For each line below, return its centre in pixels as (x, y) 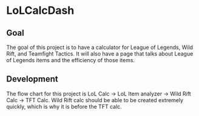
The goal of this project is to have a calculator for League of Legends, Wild (99, 47)
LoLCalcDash (40, 11)
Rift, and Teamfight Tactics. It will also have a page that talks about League (100, 54)
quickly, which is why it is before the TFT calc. (64, 106)
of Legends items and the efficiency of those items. (71, 60)
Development (32, 79)
